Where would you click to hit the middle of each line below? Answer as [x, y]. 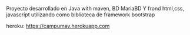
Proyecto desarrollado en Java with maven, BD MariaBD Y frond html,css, [95, 8]
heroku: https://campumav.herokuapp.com [58, 26]
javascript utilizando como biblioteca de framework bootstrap [81, 15]
